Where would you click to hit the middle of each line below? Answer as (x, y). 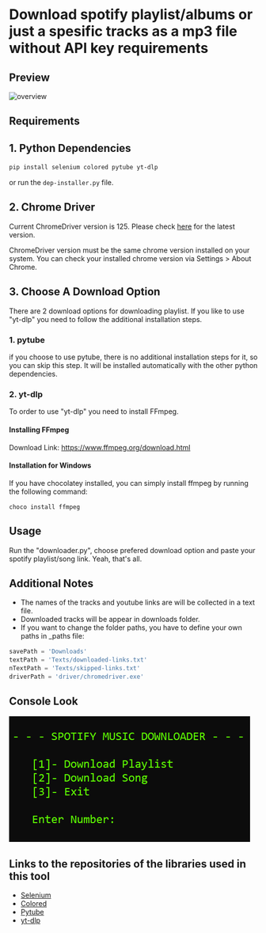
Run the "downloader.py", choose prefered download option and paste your (132, 550)
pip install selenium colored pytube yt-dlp (84, 168)
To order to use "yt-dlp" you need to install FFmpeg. (94, 412)
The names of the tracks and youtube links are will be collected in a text (138, 602)
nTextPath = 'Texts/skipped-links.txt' (75, 669)
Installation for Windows (50, 465)
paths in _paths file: (52, 636)
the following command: (48, 491)
